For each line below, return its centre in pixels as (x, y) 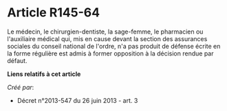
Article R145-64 (54, 13)
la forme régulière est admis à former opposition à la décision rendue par (110, 53)
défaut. (17, 60)
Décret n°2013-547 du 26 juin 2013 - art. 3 (77, 100)
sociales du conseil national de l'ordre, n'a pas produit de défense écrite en (114, 46)
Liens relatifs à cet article (44, 74)
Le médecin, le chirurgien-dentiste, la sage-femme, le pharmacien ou (105, 32)
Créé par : (21, 87)
